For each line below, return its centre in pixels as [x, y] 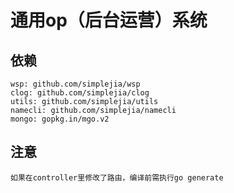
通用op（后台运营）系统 [109, 20]
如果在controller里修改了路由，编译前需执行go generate [117, 177]
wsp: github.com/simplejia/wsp [75, 84]
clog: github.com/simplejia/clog [80, 93]
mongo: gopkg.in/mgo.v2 [60, 119]
